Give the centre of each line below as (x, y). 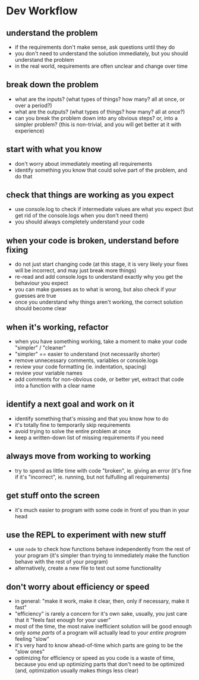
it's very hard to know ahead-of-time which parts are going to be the (99, 646)
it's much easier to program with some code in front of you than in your (102, 510)
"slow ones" (30, 651)
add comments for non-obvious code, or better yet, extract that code (99, 379)
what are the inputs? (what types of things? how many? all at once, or (100, 99)
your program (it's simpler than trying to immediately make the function (102, 555)
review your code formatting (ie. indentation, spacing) (80, 367)
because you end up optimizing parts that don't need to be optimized (99, 665)
